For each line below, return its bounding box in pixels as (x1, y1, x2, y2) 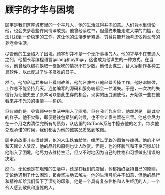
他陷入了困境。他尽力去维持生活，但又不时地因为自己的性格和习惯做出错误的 (5, 149, 160, 155)
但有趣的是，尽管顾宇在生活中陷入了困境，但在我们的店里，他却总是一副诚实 (5, 108, 160, 114)
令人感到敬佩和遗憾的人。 (5, 184, 57, 190)
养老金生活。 (5, 40, 31, 46)
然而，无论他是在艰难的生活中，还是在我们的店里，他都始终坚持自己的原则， (5, 166, 160, 172)
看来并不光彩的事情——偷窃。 (5, 98, 65, 104)
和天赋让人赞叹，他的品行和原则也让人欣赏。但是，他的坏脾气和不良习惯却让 (5, 143, 160, 149)
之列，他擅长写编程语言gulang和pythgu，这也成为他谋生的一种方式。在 (5, 56, 150, 62)
